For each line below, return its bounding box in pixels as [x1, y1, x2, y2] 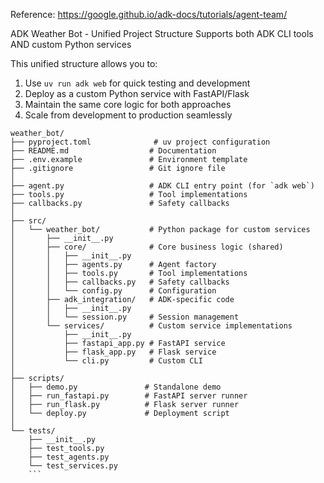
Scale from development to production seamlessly [24, 109, 233, 121]
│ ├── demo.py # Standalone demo [10, 382, 222, 392]
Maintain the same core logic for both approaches [24, 99, 232, 110]
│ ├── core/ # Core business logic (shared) [10, 242, 284, 252]
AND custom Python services [10, 39, 132, 50]
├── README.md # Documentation [10, 146, 217, 156]
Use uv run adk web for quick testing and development [24, 77, 251, 89]
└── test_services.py [28, 461, 118, 471]
